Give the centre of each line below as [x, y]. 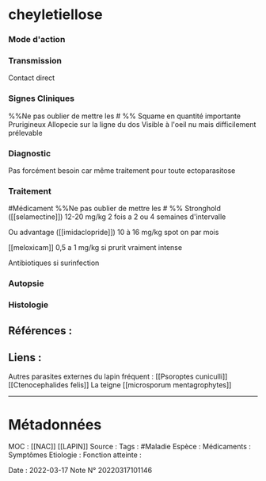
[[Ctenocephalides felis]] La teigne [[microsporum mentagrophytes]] [120, 385]
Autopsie [26, 283]
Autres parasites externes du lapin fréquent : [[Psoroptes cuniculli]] [118, 377]
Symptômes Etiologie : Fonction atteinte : [75, 455]
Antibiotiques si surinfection [54, 263]
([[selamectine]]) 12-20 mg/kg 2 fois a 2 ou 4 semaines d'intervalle [117, 217]
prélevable [25, 133]
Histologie [28, 305]
